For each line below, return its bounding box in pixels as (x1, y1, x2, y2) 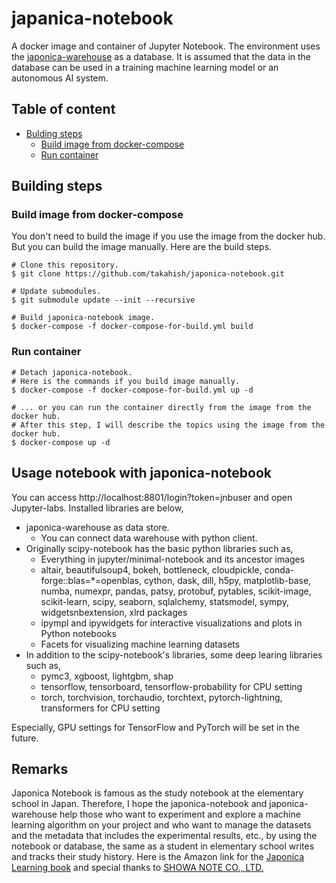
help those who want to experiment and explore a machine (59, 808, 301, 821)
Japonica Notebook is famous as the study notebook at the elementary (11, 787, 304, 799)
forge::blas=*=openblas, (40, 574, 143, 586)
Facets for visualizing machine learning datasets (40, 638, 241, 650)
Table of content (11, 101, 116, 118)
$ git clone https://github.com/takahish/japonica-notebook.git (11, 269, 285, 279)
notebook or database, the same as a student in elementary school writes (11, 840, 315, 852)
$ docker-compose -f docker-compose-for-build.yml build (11, 322, 254, 332)
